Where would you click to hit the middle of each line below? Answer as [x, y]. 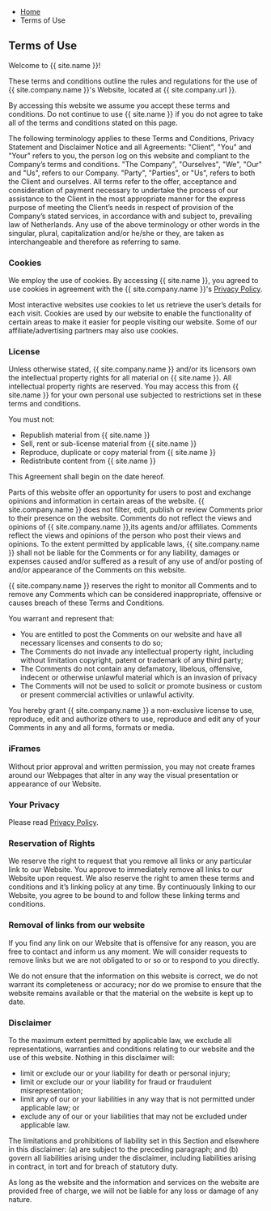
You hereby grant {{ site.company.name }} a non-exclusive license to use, [131, 711]
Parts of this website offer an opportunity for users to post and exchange [130, 492]
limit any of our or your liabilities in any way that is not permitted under [138, 1099]
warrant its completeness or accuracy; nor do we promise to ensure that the [135, 984]
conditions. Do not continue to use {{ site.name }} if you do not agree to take [136, 114]
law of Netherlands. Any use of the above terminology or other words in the [134, 224]
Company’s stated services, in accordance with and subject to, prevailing [130, 216]
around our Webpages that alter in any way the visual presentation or [123, 775]
